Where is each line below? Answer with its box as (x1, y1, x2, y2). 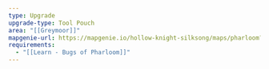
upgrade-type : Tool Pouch (8, 19, 94, 27)
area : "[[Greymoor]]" (8, 26, 81, 34)
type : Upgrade (8, 11, 56, 20)
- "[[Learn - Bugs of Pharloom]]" (15, 48, 130, 56)
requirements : (8, 41, 56, 49)
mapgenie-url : (8, 33, 56, 42)
